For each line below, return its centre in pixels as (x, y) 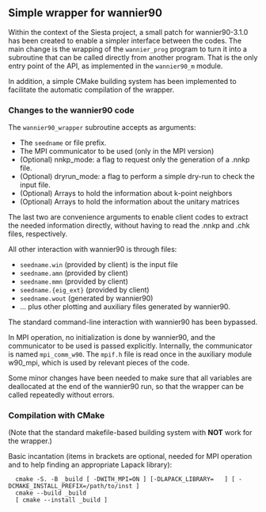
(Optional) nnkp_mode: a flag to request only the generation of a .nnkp (135, 160)
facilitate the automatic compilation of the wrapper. (91, 90)
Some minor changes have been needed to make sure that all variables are (130, 378)
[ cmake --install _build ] (62, 500)
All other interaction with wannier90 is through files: (93, 250)
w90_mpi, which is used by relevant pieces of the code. (99, 363)
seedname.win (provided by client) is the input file (99, 265)
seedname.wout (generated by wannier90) (86, 298)
